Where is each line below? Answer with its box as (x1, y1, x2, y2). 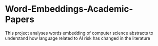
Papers (5, 14, 35, 25)
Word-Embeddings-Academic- (5, 3, 133, 15)
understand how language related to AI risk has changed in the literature (5, 35, 150, 41)
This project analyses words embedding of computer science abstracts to (5, 30, 154, 36)
